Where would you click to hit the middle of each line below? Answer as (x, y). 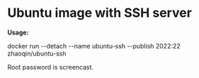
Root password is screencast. (51, 67)
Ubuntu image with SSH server (100, 13)
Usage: (18, 32)
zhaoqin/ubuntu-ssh (37, 53)
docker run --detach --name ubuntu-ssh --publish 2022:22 (94, 46)
